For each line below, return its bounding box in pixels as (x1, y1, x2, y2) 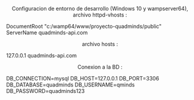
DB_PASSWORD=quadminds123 (6, 88, 85, 94)
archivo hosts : (82, 41, 118, 47)
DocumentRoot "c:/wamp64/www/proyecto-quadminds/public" (6, 23, 162, 30)
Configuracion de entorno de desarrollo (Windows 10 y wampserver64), (11, 5, 189, 12)
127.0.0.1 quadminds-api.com (6, 52, 77, 59)
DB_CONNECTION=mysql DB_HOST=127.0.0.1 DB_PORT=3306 (6, 75, 159, 82)
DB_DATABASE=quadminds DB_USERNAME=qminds (6, 81, 135, 88)
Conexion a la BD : (77, 63, 123, 70)
